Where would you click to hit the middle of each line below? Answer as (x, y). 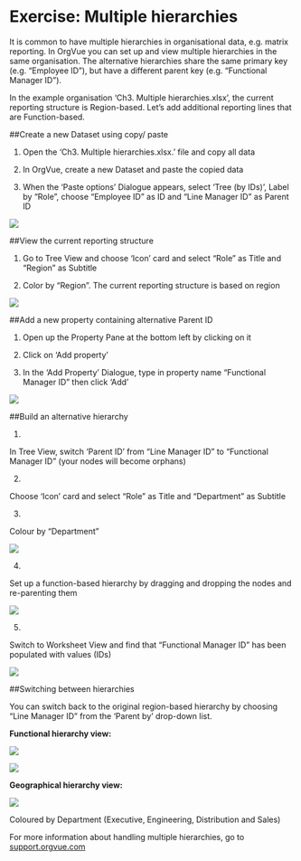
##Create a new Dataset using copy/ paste (89, 134)
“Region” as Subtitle (60, 268)
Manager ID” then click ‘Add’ (75, 382)
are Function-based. (47, 117)
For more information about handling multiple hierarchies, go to (127, 837)
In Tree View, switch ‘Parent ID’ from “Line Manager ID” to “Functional (139, 451)
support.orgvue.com (47, 847)
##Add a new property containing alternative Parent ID (111, 319)
